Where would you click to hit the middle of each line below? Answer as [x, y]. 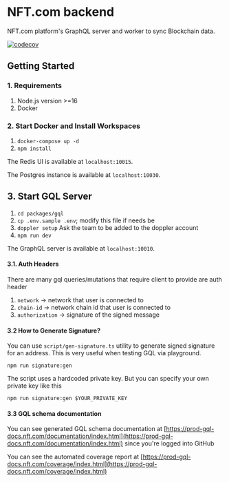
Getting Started [41, 66]
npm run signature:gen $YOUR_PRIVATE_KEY [67, 399]
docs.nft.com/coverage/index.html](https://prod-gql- [82, 464]
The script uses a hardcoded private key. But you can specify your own [108, 379]
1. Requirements [35, 85]
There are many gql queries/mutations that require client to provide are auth [115, 279]
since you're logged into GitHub [170, 443]
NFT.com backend [61, 12]
